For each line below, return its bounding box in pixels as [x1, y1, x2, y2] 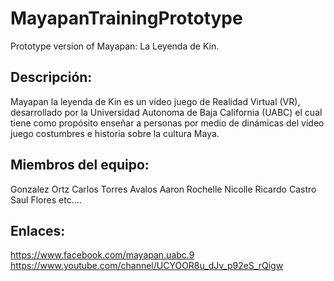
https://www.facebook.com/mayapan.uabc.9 [10, 249, 195, 261]
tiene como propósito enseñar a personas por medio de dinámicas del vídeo [10, 117, 325, 129]
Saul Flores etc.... [10, 193, 82, 206]
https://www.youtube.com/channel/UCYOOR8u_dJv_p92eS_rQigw [10, 260, 284, 272]
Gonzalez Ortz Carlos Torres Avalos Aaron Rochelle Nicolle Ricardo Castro [10, 183, 317, 195]
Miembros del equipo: [10, 157, 150, 174]
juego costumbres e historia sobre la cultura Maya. [10, 127, 220, 139]
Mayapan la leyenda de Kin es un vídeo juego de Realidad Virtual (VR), [10, 95, 301, 107]
